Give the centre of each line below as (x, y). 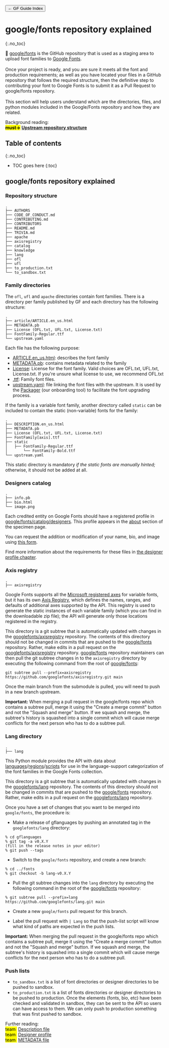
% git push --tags (24, 850)
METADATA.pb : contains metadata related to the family (70, 363)
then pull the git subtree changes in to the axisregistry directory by (76, 658)
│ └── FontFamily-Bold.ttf (40, 451)
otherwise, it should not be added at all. (46, 470)
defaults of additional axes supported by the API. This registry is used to (80, 605)
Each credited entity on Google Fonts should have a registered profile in (80, 516)
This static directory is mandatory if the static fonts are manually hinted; (80, 464)
